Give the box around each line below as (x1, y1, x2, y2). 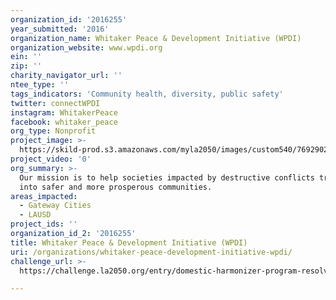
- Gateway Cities (19, 201, 92, 211)
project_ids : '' (10, 219, 78, 230)
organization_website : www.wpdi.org (10, 42, 163, 53)
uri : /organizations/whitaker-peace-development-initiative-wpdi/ (10, 247, 293, 257)
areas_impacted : (10, 191, 78, 201)
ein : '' (10, 52, 43, 62)
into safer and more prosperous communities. (19, 182, 213, 192)
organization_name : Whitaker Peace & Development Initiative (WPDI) (10, 33, 302, 43)
